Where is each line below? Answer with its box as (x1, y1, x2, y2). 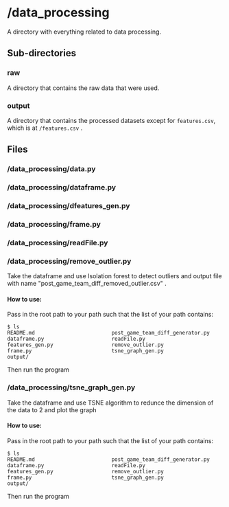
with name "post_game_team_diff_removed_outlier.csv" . (7, 280, 167, 288)
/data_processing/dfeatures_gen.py (7, 201, 130, 211)
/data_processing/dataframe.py (7, 183, 117, 192)
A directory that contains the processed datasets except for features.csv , (7, 116, 216, 124)
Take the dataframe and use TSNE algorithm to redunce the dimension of (7, 398, 214, 407)
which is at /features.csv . (7, 124, 83, 132)
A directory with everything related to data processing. (7, 27, 162, 36)
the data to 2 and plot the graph (7, 405, 97, 414)
